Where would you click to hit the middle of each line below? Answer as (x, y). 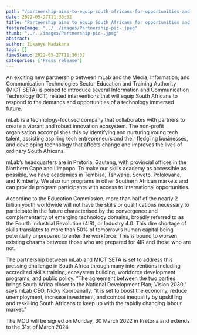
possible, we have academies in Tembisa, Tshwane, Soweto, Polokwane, (94, 175)
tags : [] (17, 50)
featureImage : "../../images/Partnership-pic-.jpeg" (72, 28)
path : (13, 11)
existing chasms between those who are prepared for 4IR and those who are (98, 242)
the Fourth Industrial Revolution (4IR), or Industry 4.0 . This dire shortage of (96, 223)
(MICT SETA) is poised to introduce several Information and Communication (98, 90)
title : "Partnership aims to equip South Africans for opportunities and (98, 22)
